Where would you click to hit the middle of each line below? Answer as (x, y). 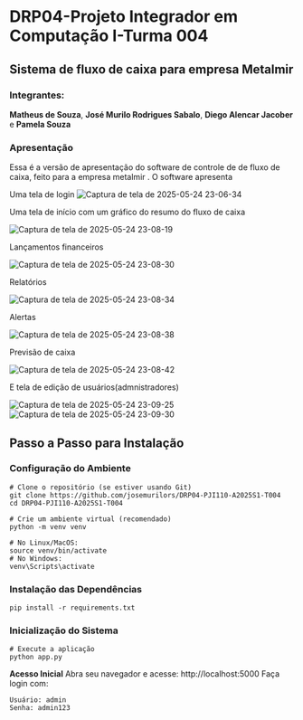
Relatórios (28, 282)
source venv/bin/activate (58, 550)
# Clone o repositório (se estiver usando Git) (101, 487)
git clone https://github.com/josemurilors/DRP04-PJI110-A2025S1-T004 (145, 495)
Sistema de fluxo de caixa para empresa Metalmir (151, 69)
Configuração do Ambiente (70, 469)
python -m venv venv (48, 526)
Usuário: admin (38, 700)
